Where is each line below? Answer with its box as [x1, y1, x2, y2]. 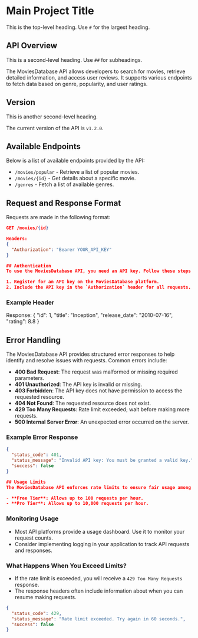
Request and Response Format [6, 198, 121, 208]
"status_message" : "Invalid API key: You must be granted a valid [11, 458, 178, 464]
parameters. [14, 375, 45, 382]
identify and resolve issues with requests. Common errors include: [6, 357, 167, 364]
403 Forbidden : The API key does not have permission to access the [14, 387, 183, 394]
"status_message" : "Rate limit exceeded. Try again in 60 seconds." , [11, 616, 186, 622]
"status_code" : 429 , [11, 610, 62, 616]
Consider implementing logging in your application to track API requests [14, 540, 190, 547]
